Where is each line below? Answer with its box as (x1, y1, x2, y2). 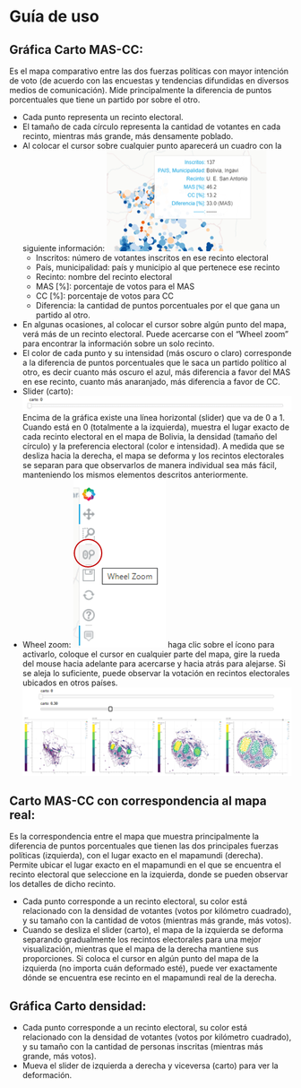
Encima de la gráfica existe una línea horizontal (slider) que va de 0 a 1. (21, 413, 285, 422)
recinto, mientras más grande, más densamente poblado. (21, 131, 234, 141)
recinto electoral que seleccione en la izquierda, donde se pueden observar (9, 869, 288, 880)
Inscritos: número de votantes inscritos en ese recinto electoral (35, 253, 269, 263)
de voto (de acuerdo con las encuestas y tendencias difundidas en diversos (9, 75, 289, 86)
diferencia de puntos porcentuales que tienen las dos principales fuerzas (9, 840, 279, 851)
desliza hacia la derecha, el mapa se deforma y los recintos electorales (21, 450, 285, 461)
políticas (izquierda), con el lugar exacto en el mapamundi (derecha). (9, 850, 263, 861)
